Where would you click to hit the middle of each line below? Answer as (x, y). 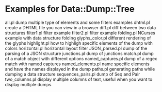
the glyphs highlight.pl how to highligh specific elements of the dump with (79, 43)
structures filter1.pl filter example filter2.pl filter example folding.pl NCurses (80, 33)
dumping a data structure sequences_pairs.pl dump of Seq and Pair (73, 74)
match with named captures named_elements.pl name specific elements (77, 64)
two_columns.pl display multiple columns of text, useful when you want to (79, 79)
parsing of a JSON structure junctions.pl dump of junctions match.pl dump (79, 53)
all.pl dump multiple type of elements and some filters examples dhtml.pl (78, 22)
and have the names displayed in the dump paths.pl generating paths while (80, 69)
